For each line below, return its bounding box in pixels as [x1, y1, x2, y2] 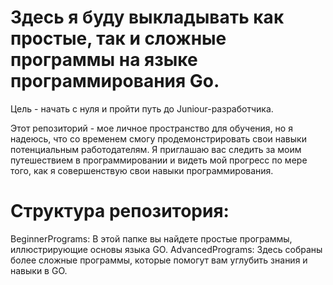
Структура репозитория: [10, 200, 230, 223]
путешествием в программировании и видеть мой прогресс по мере [10, 154, 308, 166]
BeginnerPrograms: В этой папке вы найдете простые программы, [10, 232, 293, 245]
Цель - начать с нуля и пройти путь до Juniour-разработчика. [10, 102, 274, 115]
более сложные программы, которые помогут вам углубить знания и [10, 254, 308, 266]
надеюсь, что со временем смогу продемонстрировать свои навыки [10, 132, 307, 145]
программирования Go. [10, 70, 220, 93]
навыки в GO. [10, 264, 68, 276]
